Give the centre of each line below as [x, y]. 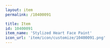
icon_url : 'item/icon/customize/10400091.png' [56, 38]
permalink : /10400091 [28, 15]
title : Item [18, 24]
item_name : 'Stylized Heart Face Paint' [49, 33]
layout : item [19, 10]
